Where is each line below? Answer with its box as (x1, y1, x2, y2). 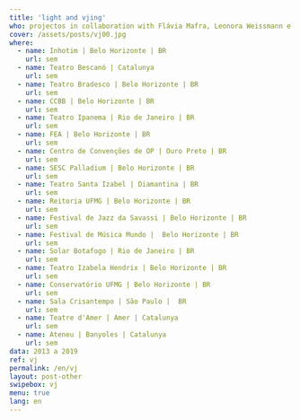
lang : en (9, 397, 42, 407)
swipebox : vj (9, 381, 58, 389)
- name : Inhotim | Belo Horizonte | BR (17, 47, 167, 56)
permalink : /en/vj (9, 363, 78, 372)
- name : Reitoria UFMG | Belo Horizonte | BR (17, 197, 191, 206)
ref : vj (9, 355, 39, 364)
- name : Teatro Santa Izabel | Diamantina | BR (17, 180, 199, 189)
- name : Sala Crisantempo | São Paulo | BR (17, 297, 187, 306)
